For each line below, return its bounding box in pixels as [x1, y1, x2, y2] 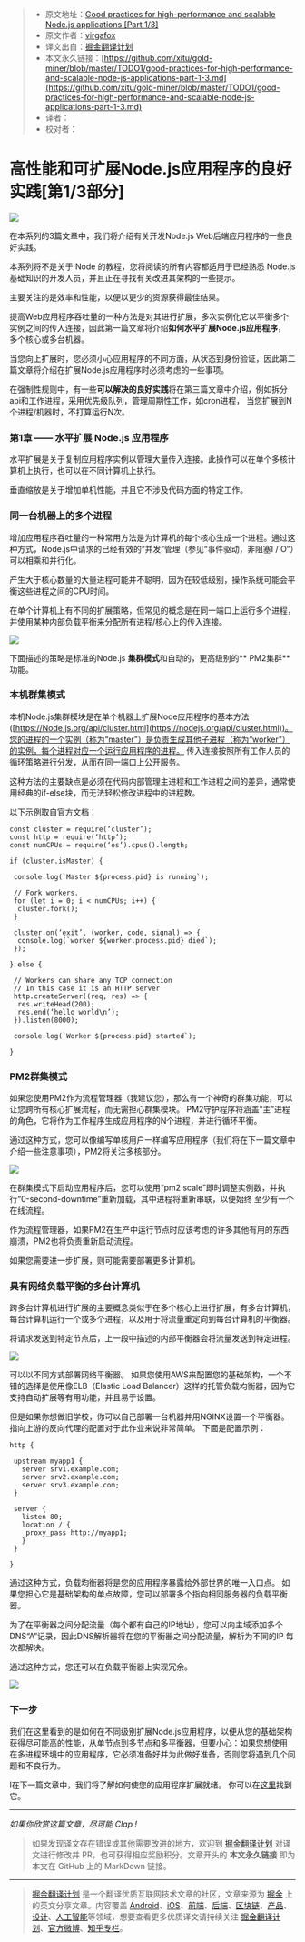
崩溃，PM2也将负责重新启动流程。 [9, 1236, 139, 1246]
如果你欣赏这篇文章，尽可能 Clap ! [9, 1818, 138, 1829]
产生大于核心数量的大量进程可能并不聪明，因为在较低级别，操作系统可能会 [9, 574, 288, 585]
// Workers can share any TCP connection [13, 976, 172, 985]
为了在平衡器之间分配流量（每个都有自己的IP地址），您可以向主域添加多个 [9, 1619, 283, 1630]
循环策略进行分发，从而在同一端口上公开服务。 [9, 756, 184, 767]
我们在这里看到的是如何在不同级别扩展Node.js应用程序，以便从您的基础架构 [9, 1726, 293, 1737]
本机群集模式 [9, 688, 66, 701]
